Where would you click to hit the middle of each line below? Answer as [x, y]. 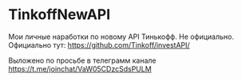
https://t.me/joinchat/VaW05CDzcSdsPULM [80, 68]
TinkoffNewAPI [60, 15]
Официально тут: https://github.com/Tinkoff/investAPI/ [99, 44]
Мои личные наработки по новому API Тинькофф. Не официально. [121, 37]
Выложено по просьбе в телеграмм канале [83, 60]
